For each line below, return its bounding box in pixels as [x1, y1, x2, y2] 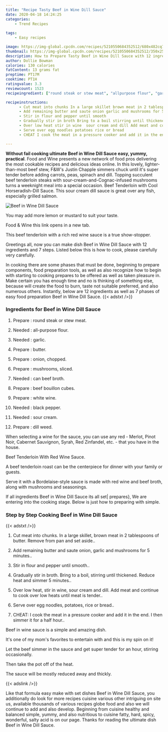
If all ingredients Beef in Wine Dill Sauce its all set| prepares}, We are [5, 493, 147, 499]
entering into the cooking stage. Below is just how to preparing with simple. [5, 498, 161, 505]
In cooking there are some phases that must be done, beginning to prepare [5, 261, 160, 267]
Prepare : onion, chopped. [12, 356, 67, 362]
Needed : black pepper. [12, 404, 61, 410]
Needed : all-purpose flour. [12, 327, 69, 333]
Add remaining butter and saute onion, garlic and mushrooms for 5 [12, 547, 150, 553]
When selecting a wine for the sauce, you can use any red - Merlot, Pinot [5, 433, 156, 439]
